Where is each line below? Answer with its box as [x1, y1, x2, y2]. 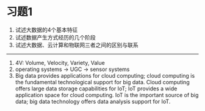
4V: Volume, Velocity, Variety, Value [15, 59, 105, 66]
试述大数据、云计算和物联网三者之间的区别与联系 [15, 41, 138, 49]
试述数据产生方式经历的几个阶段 [15, 33, 96, 41]
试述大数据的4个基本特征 [15, 26, 78, 33]
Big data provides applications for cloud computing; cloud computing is [15, 72, 195, 79]
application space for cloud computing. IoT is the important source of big [15, 91, 199, 98]
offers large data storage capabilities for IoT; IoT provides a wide [15, 85, 178, 92]
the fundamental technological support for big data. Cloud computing [15, 78, 190, 86]
